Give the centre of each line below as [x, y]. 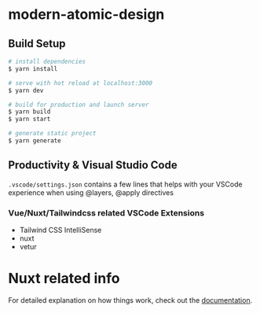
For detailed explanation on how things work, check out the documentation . [130, 300]
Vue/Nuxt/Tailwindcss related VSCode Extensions [106, 212]
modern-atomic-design [86, 15]
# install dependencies [47, 61]
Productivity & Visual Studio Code [93, 166]
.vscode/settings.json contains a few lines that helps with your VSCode [125, 184]
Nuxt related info [64, 279]
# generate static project [52, 134]
